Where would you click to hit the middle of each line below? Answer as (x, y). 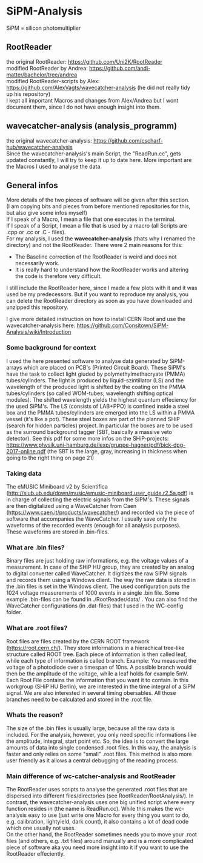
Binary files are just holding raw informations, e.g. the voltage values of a (98, 561)
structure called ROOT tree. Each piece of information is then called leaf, (97, 654)
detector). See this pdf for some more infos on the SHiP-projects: (88, 438)
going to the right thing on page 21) (50, 458)
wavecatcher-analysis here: (41, 325)
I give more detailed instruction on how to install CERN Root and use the (96, 319)
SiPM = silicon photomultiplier (44, 28)
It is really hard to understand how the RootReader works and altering (102, 270)
